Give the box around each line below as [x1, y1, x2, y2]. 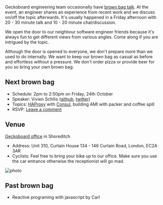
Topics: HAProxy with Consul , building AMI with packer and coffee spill [12, 101, 155, 107]
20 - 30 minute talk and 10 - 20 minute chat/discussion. [5, 19, 117, 25]
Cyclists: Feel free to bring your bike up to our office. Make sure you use [12, 153, 157, 159]
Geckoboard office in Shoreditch [5, 133, 71, 139]
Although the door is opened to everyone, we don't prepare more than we [5, 48, 153, 54]
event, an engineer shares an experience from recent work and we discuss [5, 9, 155, 15]
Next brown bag [5, 78, 54, 86]
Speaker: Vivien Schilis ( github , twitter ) [12, 96, 91, 102]
